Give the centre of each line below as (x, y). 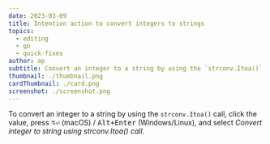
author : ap (27, 61)
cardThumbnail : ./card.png (54, 83)
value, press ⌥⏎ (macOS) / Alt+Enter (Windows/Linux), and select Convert (135, 123)
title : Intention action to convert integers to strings (107, 23)
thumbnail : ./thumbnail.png (56, 76)
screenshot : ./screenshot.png (60, 91)
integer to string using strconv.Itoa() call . (77, 131)
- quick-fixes (39, 53)
